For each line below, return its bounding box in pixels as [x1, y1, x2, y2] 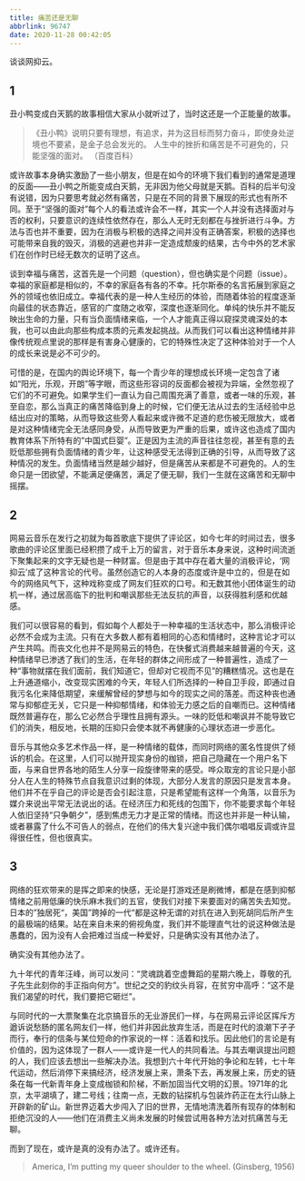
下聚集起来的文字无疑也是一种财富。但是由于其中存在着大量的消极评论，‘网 [9, 556, 290, 566]
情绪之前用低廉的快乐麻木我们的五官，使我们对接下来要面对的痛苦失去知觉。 [9, 895, 296, 906]
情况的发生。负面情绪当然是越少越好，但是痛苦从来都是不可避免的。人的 [16, 458, 288, 468]
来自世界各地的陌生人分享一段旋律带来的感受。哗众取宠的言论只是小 [33, 764, 288, 774]
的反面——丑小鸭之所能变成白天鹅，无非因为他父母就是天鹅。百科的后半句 [9, 181, 288, 192]
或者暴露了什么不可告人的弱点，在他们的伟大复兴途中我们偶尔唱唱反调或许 [9, 821, 288, 832]
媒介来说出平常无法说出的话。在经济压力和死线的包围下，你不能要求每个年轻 [9, 798, 296, 809]
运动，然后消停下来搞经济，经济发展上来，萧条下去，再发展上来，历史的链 [16, 1067, 296, 1078]
